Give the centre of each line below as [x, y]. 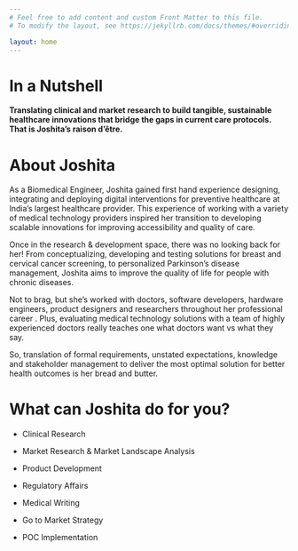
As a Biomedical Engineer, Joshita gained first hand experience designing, [145, 190]
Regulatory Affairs [55, 486]
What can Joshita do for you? [120, 409]
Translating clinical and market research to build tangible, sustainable [141, 110]
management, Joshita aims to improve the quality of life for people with [139, 273]
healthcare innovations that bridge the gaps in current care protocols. [141, 120]
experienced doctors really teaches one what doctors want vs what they [141, 328]
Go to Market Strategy [63, 520]
